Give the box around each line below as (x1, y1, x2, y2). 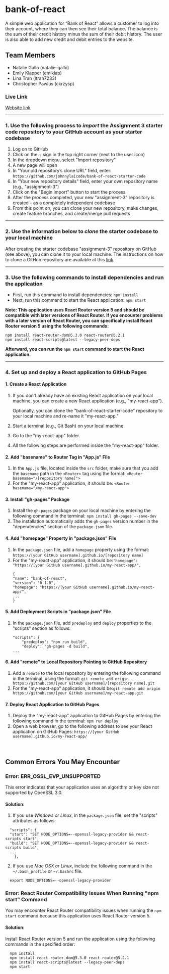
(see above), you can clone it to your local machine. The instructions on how (5, 251, 164, 257)
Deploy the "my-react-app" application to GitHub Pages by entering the (12, 713, 161, 719)
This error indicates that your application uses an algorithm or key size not (5, 784, 159, 790)
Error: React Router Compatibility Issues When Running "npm (5, 890, 159, 897)
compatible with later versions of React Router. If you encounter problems (5, 312, 163, 318)
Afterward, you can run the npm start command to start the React (5, 346, 144, 352)
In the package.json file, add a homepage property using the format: (12, 546, 149, 552)
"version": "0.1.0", (12, 580, 56, 585)
